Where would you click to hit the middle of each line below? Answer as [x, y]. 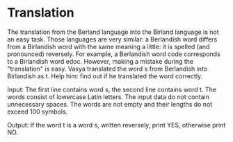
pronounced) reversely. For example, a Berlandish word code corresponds [114, 54]
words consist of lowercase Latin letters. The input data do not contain [109, 97]
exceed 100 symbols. [38, 112]
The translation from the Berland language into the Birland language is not [113, 32]
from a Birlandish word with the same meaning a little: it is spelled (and [109, 46]
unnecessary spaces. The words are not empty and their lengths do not [110, 104]
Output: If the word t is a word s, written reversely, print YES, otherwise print [116, 125]
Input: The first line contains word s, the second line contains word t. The [112, 89]
